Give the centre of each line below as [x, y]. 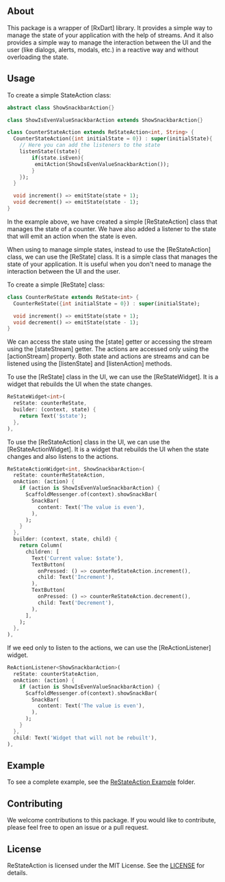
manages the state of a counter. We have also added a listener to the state [112, 228]
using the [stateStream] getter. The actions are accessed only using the [108, 349]
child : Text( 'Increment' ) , [76, 577]
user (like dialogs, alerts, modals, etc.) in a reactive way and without [103, 49]
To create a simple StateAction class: [59, 95]
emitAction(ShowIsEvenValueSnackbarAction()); [102, 164]
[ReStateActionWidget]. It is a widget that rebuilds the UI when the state [108, 449]
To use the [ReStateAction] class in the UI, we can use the [89, 442]
